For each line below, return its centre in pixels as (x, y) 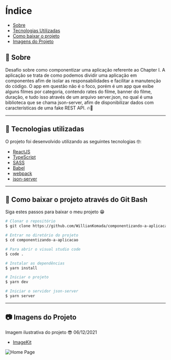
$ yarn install (21, 268)
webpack (22, 173)
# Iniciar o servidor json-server (42, 291)
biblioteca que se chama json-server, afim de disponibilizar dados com (80, 102)
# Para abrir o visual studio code (43, 249)
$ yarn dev (17, 282)
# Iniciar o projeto (27, 277)
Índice (19, 11)
